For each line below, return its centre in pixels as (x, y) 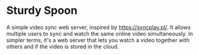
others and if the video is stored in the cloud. (63, 47)
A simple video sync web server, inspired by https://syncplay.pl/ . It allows (99, 27)
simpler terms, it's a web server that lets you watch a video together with (98, 40)
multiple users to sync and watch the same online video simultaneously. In (100, 33)
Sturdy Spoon (42, 11)
